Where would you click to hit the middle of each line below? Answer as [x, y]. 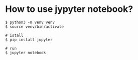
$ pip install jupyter [29, 40]
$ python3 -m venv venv [30, 22]
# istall [14, 35]
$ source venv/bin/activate [35, 27]
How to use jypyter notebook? [69, 9]
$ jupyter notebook [26, 53]
